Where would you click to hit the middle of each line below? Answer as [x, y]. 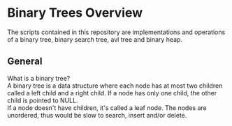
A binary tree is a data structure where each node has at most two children [115, 86]
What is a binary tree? [39, 78]
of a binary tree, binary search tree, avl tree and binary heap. [95, 39]
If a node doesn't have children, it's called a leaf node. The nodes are [107, 108]
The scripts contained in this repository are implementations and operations [116, 32]
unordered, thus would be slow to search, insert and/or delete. [97, 115]
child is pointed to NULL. [43, 100]
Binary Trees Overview [75, 13]
